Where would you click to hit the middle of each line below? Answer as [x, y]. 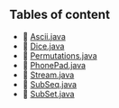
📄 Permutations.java [59, 55]
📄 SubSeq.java [50, 84]
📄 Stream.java [48, 75]
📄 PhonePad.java [54, 65]
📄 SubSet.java [48, 94]
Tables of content [60, 15]
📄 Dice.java [43, 46]
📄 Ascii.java [44, 36]
